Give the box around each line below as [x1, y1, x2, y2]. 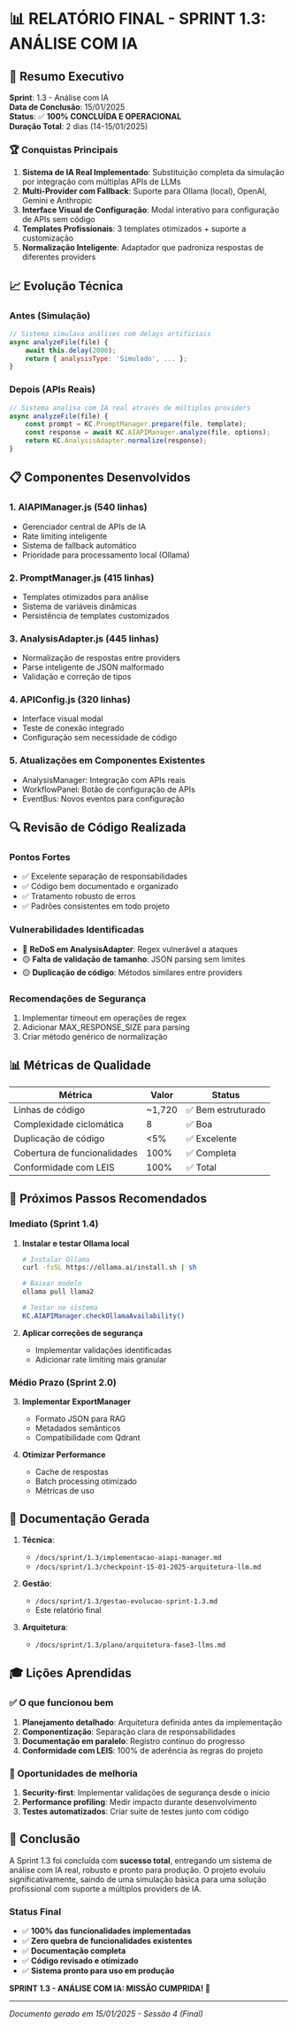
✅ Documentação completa [21, 1946, 126, 1956]
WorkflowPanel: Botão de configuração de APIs [21, 784, 196, 795]
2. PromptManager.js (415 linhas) [9, 572, 155, 584]
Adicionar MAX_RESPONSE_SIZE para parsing [21, 1022, 190, 1033]
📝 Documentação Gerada [9, 1511, 150, 1526]
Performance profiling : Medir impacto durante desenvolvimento [21, 1796, 257, 1807]
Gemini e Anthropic [21, 196, 93, 206]
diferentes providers [21, 251, 96, 263]
